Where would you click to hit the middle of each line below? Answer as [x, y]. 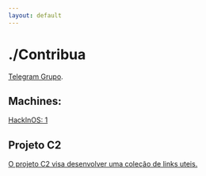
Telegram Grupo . [36, 77]
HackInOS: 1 [28, 120]
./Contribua [47, 54]
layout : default [35, 15]
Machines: [35, 101]
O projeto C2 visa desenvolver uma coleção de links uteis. [103, 164]
